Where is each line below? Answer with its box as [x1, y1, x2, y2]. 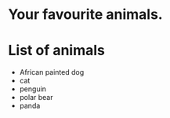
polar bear [19, 93, 53, 102]
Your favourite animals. [8, 6, 163, 24]
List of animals [8, 42, 106, 60]
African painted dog [19, 68, 85, 77]
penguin [19, 84, 47, 94]
